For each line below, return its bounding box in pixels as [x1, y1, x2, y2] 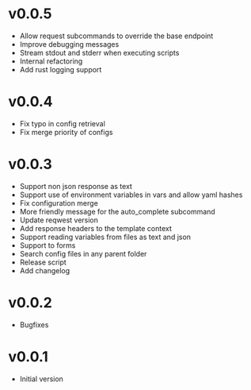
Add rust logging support [19, 64, 102, 74]
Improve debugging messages [19, 39, 120, 48]
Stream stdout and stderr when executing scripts [19, 48, 180, 57]
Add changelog [19, 265, 70, 275]
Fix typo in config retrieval [19, 118, 105, 128]
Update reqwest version [19, 215, 99, 225]
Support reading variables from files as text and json [19, 232, 192, 241]
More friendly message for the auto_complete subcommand [19, 207, 215, 216]
